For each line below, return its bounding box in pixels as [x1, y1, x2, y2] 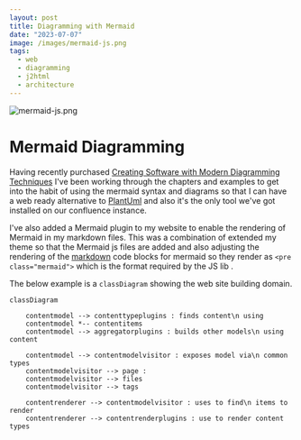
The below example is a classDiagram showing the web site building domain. [9, 278, 293, 289]
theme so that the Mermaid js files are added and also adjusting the [9, 241, 260, 252]
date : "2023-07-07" [9, 30, 83, 39]
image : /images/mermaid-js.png [9, 38, 127, 48]
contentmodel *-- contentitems [25, 319, 143, 328]
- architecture [17, 80, 75, 89]
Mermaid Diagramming [9, 136, 185, 157]
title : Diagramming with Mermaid [9, 22, 135, 31]
